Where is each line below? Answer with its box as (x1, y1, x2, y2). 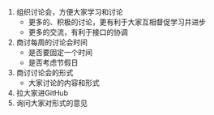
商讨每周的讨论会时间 (15, 37, 88, 47)
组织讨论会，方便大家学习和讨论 (15, 7, 123, 16)
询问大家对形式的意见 (15, 98, 88, 108)
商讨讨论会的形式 (15, 68, 74, 77)
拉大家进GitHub (15, 88, 69, 97)
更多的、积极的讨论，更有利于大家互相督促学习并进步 (28, 17, 207, 27)
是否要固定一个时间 (28, 48, 93, 57)
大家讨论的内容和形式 (28, 78, 100, 87)
